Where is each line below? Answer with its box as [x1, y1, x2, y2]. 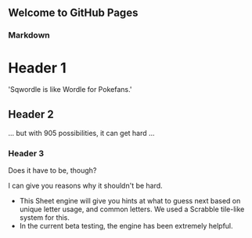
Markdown [8, 30, 50, 41]
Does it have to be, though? [8, 166, 97, 175]
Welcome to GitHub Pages [8, 6, 139, 20]
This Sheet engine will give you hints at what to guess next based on [19, 196, 241, 206]
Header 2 [8, 108, 55, 121]
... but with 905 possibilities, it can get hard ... [8, 129, 155, 138]
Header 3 [8, 148, 45, 159]
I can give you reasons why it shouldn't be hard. [8, 181, 163, 191]
